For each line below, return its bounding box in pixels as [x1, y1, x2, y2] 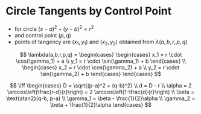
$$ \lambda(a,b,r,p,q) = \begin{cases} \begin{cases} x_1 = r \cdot [19, 51, 182, 59]
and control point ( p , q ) [14, 31, 72, 39]
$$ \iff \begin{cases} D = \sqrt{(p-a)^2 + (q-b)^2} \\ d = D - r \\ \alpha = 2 [10, 82, 192, 89]
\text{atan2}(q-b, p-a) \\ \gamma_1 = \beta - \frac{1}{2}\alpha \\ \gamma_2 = [6, 95, 196, 102]
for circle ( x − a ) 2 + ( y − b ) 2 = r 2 [14, 24, 94, 33]
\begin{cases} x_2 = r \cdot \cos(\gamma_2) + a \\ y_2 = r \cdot [22, 64, 180, 71]
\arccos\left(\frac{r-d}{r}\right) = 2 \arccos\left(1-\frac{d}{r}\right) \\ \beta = [7, 89, 194, 96]
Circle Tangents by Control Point [5, 4, 172, 18]
